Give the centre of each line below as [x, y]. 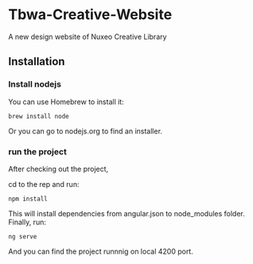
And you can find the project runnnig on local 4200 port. [101, 251]
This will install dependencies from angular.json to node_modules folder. [127, 213]
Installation [37, 62]
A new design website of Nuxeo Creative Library [88, 37]
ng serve [23, 236]
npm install [28, 199]
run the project [38, 151]
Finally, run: [27, 222]
